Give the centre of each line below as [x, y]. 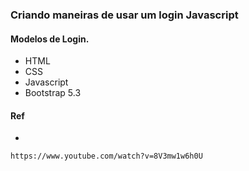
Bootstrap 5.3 [53, 93]
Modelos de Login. [50, 39]
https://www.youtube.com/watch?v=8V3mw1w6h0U [106, 156]
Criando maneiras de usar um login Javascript [124, 15]
